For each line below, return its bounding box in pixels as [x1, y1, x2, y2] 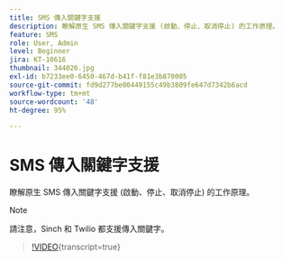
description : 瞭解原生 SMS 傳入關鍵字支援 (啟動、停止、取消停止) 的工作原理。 [9, 22, 279, 31]
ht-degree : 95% [9, 106, 67, 115]
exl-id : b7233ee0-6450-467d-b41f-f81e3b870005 [9, 72, 187, 81]
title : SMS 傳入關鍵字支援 [9, 13, 101, 23]
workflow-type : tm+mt [9, 89, 91, 98]
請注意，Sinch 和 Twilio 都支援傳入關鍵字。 [9, 223, 169, 235]
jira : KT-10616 [9, 55, 67, 64]
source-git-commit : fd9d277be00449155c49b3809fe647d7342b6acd [9, 80, 248, 89]
